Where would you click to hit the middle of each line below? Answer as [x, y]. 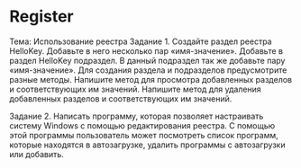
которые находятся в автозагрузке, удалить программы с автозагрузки [147, 145]
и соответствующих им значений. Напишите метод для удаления [135, 89]
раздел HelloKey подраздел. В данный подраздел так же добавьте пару [147, 60]
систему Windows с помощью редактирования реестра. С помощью [142, 125]
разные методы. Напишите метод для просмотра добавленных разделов [151, 79]
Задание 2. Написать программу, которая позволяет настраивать [137, 116]
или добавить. [37, 154]
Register [41, 17]
